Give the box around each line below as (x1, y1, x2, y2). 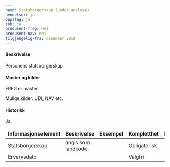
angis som (65, 139, 90, 146)
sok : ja (5, 21, 22, 27)
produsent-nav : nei (5, 31, 47, 36)
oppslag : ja (5, 17, 30, 22)
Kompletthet (128, 130, 159, 138)
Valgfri (128, 153, 144, 160)
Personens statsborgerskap (5, 63, 63, 69)
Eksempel (99, 130, 124, 138)
